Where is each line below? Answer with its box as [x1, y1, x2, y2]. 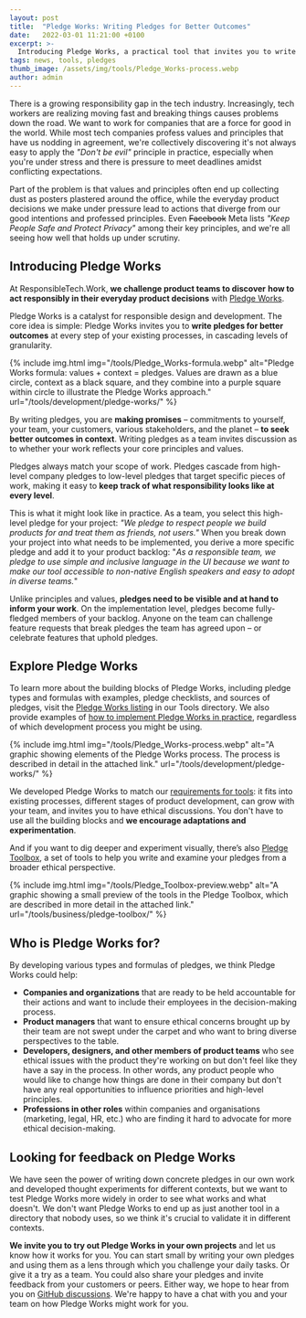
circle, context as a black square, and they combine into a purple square [9, 377, 281, 388]
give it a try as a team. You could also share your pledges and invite [9, 1270, 264, 1280]
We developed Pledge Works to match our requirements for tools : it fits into [9, 786, 293, 797]
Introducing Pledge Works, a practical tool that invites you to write [17, 48, 297, 57]
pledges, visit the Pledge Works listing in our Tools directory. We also [9, 702, 269, 713]
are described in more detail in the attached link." [9, 899, 195, 910]
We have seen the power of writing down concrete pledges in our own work [9, 1174, 295, 1185]
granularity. [9, 339, 53, 350]
